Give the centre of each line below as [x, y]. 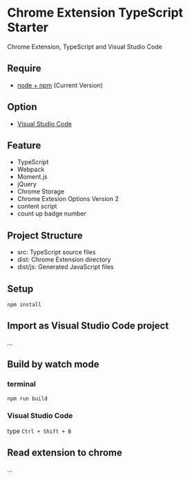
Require [24, 68]
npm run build [28, 399]
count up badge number [51, 214]
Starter [28, 27]
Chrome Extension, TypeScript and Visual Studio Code [85, 46]
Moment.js [32, 177]
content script [37, 207]
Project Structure [45, 235]
